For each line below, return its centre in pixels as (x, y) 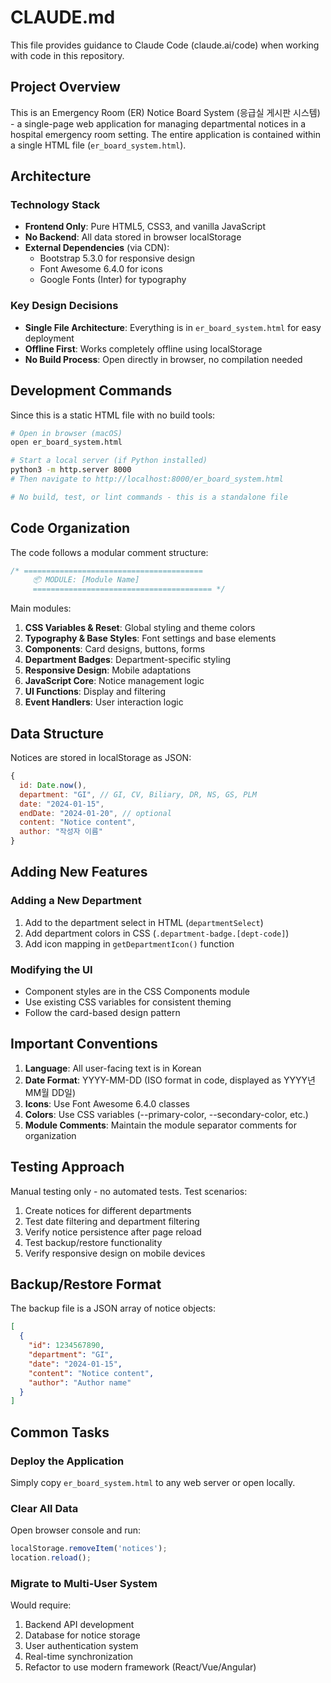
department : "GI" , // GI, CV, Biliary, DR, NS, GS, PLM (138, 794)
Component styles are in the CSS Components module (137, 992)
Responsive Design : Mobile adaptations (108, 670)
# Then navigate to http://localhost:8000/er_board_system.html (147, 479)
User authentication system (81, 1646)
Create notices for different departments (108, 1210)
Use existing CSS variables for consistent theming (128, 1002)
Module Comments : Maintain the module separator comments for (160, 1125)
